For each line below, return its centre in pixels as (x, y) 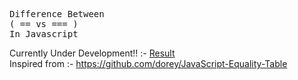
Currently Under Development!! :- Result (92, 53)
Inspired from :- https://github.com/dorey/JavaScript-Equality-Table (148, 63)
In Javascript (44, 34)
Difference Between (57, 14)
